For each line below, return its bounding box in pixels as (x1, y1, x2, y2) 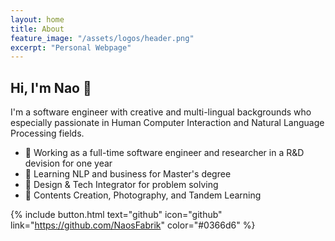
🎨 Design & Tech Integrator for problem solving (24, 179, 219, 191)
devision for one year (24, 157, 113, 170)
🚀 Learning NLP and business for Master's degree (24, 168, 232, 180)
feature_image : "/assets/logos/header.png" (10, 33, 195, 43)
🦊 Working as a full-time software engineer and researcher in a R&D (24, 147, 305, 159)
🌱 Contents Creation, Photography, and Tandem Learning (24, 189, 262, 201)
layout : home (10, 14, 65, 25)
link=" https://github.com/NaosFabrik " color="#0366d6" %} (10, 219, 256, 231)
